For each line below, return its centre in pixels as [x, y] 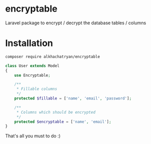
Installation [29, 43]
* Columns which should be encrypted [56, 112]
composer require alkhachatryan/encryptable [53, 57]
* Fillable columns [37, 89]
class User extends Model [32, 66]
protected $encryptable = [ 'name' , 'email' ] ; [63, 122]
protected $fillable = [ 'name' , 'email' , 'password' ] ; [73, 99]
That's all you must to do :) [33, 136]
